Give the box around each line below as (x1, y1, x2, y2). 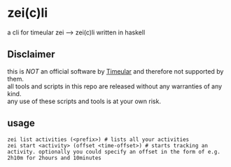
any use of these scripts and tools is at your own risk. (7, 97, 161, 105)
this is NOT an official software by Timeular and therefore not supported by (7, 67, 224, 75)
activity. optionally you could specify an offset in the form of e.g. (7, 148, 220, 155)
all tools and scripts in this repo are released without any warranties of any (7, 82, 223, 91)
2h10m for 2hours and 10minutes (7, 154, 101, 161)
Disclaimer (7, 48, 55, 60)
